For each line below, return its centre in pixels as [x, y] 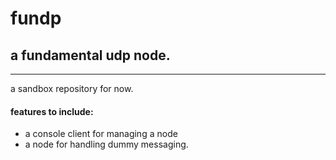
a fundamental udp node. [90, 55]
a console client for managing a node [101, 134]
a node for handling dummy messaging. [106, 144]
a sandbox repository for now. [72, 88]
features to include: [52, 111]
